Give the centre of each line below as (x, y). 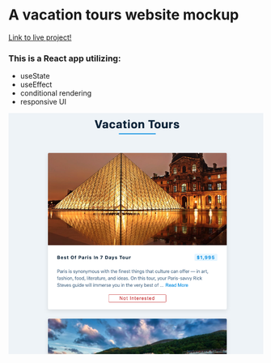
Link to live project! (40, 37)
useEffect (36, 85)
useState (35, 76)
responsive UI (43, 102)
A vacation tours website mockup (124, 15)
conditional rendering (56, 93)
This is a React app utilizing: (65, 58)
